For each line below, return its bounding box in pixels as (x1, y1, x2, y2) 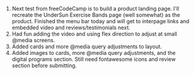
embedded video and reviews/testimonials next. (11, 24, 130, 31)
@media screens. (11, 37, 55, 43)
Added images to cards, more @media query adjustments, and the (11, 49, 176, 56)
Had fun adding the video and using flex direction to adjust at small (11, 30, 178, 37)
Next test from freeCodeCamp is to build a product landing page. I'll (11, 5, 179, 12)
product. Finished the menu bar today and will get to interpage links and (11, 18, 190, 24)
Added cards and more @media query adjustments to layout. (11, 43, 162, 50)
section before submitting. (11, 62, 77, 69)
